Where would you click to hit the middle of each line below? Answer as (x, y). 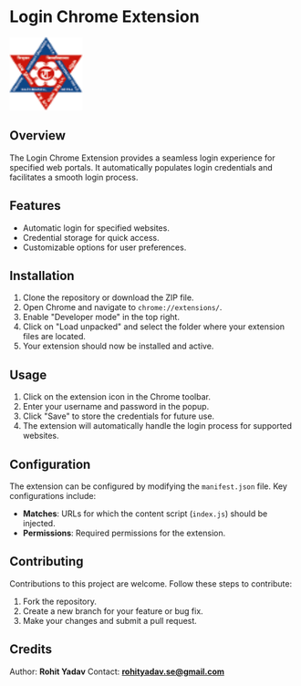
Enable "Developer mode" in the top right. (101, 317)
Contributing (47, 561)
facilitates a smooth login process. (74, 177)
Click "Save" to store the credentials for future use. (119, 416)
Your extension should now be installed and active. (118, 346)
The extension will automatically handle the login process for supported (157, 426)
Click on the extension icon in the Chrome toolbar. (117, 397)
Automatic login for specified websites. (96, 228)
